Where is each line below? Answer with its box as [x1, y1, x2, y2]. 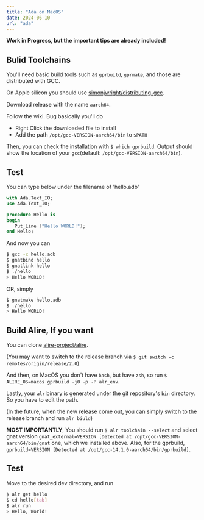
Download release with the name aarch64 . [6, 101, 111, 109]
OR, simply [6, 285, 33, 293]
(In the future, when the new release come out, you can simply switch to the [6, 408, 197, 415]
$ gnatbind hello [6, 257, 51, 263]
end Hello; [6, 229, 34, 235]
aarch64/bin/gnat [6, 440, 51, 447]
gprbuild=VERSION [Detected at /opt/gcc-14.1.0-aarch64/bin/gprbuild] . [6, 446, 191, 453]
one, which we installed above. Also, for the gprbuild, [51, 440, 185, 447]
